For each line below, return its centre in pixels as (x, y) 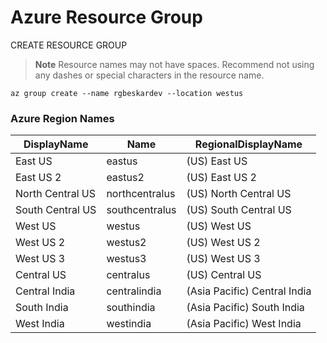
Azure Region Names (62, 118)
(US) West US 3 (223, 259)
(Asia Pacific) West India (244, 324)
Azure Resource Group (106, 17)
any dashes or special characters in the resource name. (149, 75)
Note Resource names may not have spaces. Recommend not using (174, 64)
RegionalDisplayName (248, 144)
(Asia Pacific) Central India (249, 291)
